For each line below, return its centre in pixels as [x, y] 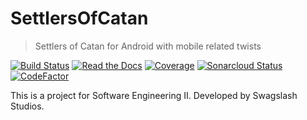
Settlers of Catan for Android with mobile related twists [148, 46]
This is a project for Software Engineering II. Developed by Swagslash [154, 95]
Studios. [27, 106]
